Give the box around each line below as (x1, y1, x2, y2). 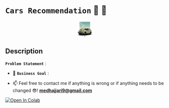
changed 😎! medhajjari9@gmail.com (12, 87, 92, 93)
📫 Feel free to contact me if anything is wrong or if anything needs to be (12, 80, 164, 86)
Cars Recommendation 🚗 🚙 (5, 5, 107, 16)
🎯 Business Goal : (12, 70, 49, 76)
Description (5, 47, 43, 56)
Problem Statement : (5, 60, 46, 66)
